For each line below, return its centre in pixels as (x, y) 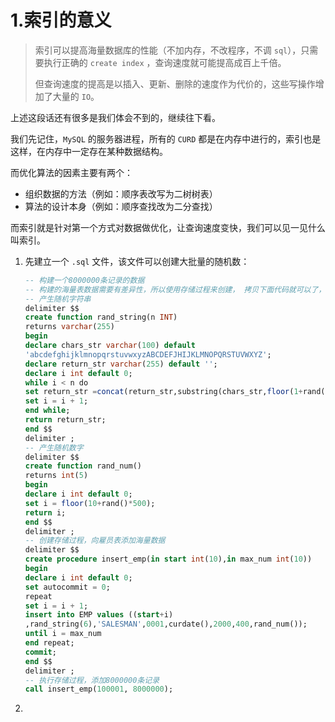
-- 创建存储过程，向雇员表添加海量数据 (95, 541)
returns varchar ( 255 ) (70, 327)
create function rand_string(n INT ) (101, 317)
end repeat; (49, 643)
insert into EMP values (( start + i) (99, 615)
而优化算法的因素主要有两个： (71, 172)
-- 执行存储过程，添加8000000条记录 (92, 680)
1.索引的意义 (61, 20)
